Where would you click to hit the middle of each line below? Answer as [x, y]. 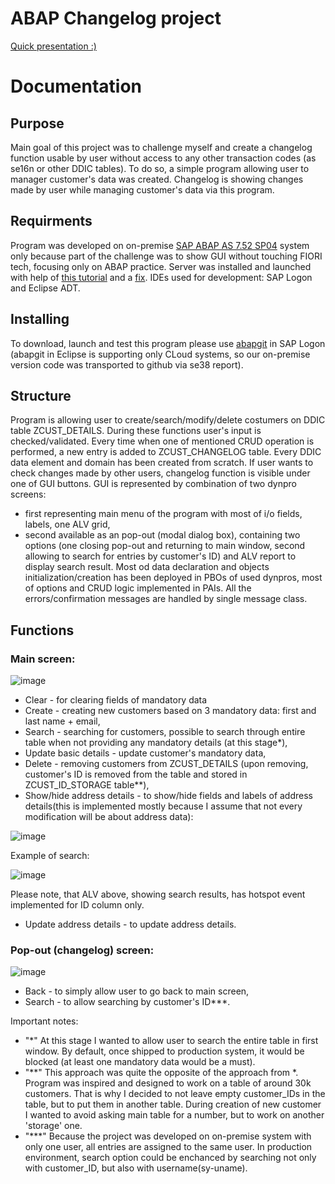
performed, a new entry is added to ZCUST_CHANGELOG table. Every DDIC [166, 452]
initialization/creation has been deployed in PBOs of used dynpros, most [173, 578]
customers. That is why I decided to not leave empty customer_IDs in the [175, 1094]
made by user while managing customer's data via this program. [142, 189]
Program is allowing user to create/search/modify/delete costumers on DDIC [168, 420]
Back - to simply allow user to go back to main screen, [137, 991]
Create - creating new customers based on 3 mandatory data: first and [170, 711]
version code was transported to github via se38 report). [127, 364]
